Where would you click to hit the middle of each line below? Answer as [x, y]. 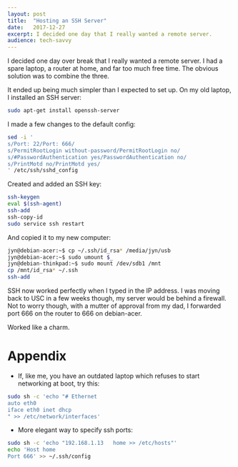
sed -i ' [20, 137]
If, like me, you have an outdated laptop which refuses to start [109, 376]
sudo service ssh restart [46, 224]
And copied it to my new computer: [59, 237]
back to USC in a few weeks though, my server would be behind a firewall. [117, 298]
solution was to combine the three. [58, 76]
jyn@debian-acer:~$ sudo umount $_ [60, 257]
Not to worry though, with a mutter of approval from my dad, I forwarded [114, 306]
